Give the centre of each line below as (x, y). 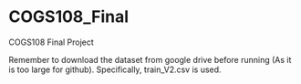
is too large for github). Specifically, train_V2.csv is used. (115, 69)
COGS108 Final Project (52, 42)
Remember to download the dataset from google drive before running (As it (150, 59)
